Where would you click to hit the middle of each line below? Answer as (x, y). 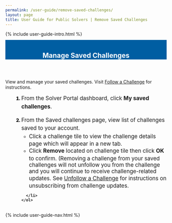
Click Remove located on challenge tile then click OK (97, 151)
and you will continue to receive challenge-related (93, 171)
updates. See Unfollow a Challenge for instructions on (98, 178)
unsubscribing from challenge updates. (79, 186)
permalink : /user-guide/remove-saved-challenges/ (59, 10)
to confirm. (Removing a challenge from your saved (94, 158)
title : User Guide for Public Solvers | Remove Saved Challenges (76, 19)
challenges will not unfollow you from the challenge (94, 165)
